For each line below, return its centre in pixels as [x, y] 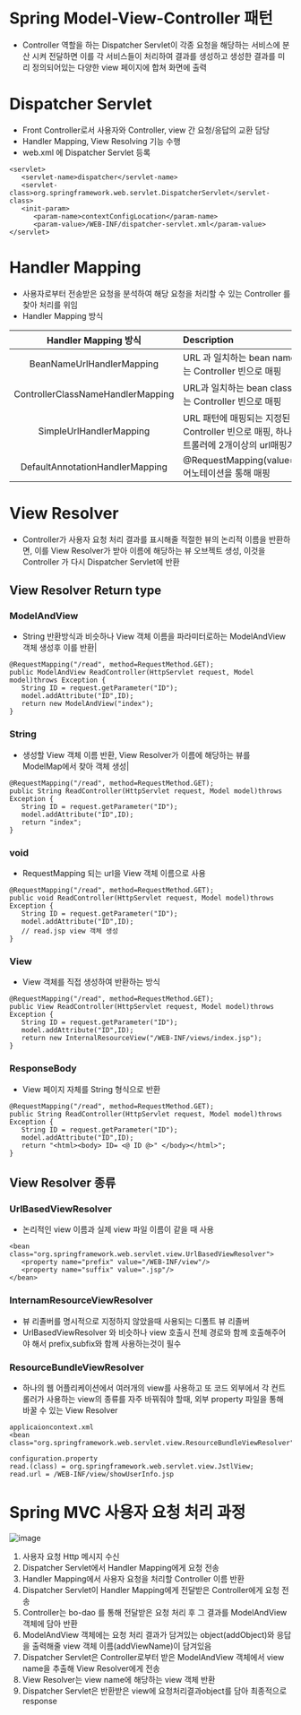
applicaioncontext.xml [52, 1427]
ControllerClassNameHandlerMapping [94, 393]
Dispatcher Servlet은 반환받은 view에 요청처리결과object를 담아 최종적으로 [155, 1691]
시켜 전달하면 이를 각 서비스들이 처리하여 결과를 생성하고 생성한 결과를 [154, 56]
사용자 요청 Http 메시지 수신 [71, 1556]
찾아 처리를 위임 [50, 305]
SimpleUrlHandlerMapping [94, 431]
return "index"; [52, 822]
